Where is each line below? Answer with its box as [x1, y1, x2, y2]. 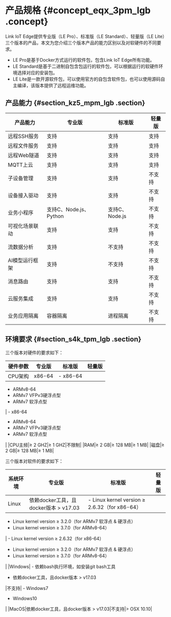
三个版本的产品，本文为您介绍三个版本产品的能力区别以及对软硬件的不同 [5, 39, 157, 46]
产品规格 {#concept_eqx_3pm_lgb [5, 5, 151, 16]
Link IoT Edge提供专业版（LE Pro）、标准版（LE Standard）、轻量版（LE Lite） [5, 33, 165, 39]
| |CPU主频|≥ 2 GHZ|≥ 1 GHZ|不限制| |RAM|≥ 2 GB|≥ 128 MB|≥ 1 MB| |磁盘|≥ [5, 442, 165, 448]
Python [46, 212, 64, 220]
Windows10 [12, 595, 37, 601]
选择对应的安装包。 [17, 69, 58, 75]
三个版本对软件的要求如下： [5, 458, 64, 464]
